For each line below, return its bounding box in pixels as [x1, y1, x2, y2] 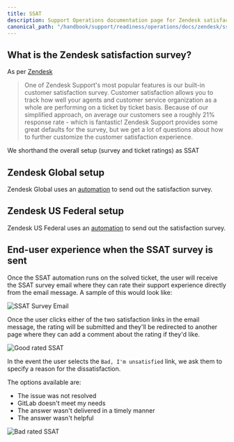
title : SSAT [7, 10, 42, 17]
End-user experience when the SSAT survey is [7, 244, 214, 256]
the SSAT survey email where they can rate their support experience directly [7, 280, 226, 289]
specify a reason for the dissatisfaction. [7, 364, 121, 373]
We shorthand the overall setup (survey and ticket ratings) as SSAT [7, 146, 200, 155]
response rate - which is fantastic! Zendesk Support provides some [24, 118, 218, 126]
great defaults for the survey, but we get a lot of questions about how [24, 125, 224, 134]
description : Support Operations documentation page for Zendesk [7, 17, 201, 24]
